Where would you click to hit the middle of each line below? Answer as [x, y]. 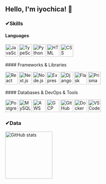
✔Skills [14, 24]
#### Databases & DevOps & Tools [42, 92]
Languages [17, 35]
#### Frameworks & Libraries [36, 65]
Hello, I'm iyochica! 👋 [39, 9]
